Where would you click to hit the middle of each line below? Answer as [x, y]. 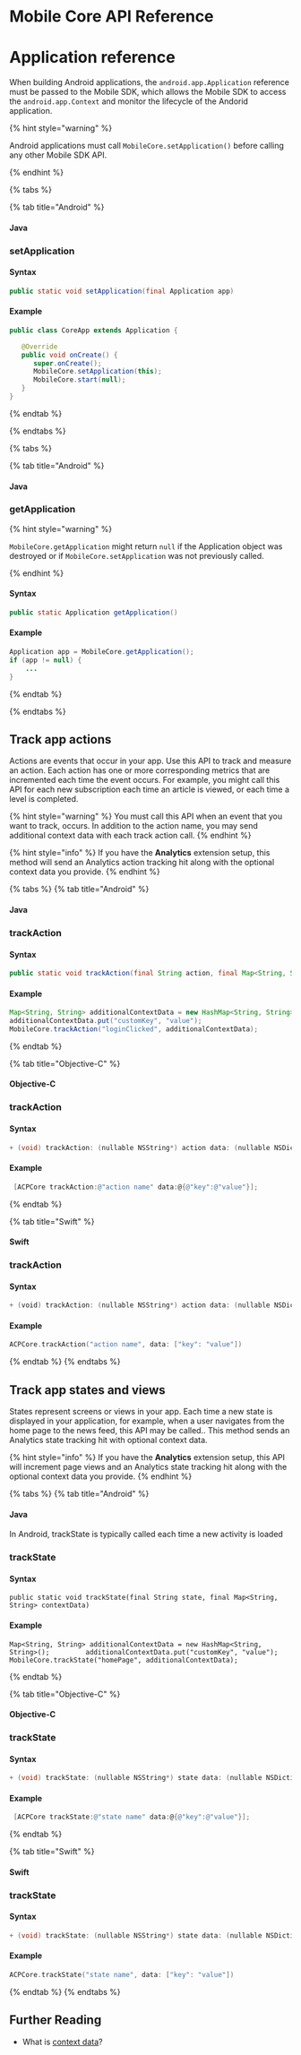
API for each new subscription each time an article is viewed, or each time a [149, 789]
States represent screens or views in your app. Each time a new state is [141, 1411]
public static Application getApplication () [94, 613]
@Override [39, 347]
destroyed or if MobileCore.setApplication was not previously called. [137, 555]
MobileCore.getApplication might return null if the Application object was [146, 546]
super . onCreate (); [67, 363]
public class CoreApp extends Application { [94, 330]
